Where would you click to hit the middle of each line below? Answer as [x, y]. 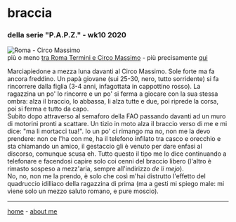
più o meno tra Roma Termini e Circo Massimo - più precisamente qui [108, 58]
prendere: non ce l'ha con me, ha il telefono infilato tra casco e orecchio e [114, 139]
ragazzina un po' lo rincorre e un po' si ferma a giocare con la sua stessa [113, 94]
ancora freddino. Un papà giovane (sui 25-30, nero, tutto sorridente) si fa [113, 79]
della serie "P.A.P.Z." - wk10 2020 [67, 35]
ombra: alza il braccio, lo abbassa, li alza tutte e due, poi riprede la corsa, [113, 101]
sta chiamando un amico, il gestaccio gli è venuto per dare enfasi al [105, 147]
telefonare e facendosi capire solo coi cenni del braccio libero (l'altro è [110, 161]
